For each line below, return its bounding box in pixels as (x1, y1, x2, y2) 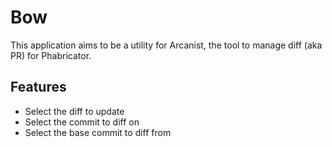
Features (10, 79, 67, 96)
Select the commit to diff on (24, 116, 140, 128)
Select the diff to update (24, 105, 125, 117)
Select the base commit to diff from (24, 126, 172, 138)
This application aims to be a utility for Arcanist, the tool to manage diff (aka (10, 39, 323, 51)
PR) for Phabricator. (10, 49, 92, 61)
